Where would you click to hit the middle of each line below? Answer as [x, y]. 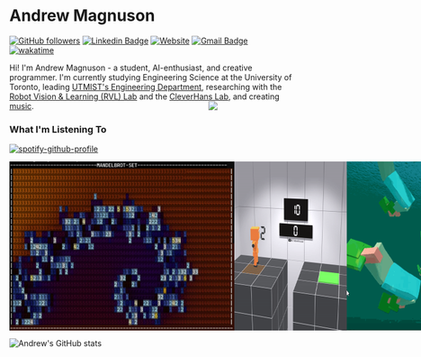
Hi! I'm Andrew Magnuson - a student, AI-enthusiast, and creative [131, 68]
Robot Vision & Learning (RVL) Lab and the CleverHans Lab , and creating [145, 96]
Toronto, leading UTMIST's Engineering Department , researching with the [146, 87]
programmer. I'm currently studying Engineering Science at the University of [151, 77]
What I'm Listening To [58, 129]
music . [22, 105]
